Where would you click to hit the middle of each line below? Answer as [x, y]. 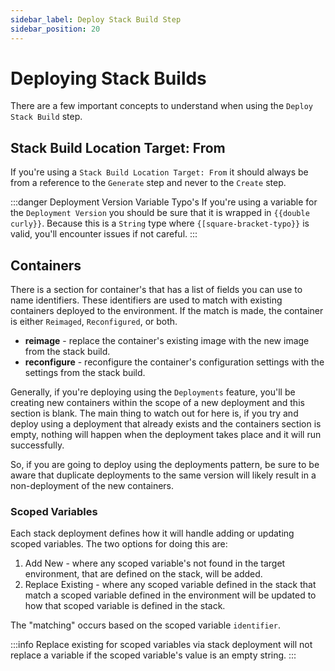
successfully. [37, 445]
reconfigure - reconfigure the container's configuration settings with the [174, 362]
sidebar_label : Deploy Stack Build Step [96, 19]
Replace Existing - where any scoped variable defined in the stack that [170, 585]
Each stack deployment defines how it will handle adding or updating [152, 533]
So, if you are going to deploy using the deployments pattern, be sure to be [165, 465]
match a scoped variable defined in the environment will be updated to [170, 595]
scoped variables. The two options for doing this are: [119, 544]
